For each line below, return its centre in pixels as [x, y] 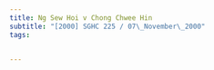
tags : [20, 35]
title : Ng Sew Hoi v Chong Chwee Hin [81, 18]
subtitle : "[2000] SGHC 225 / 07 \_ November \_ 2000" [107, 26]
